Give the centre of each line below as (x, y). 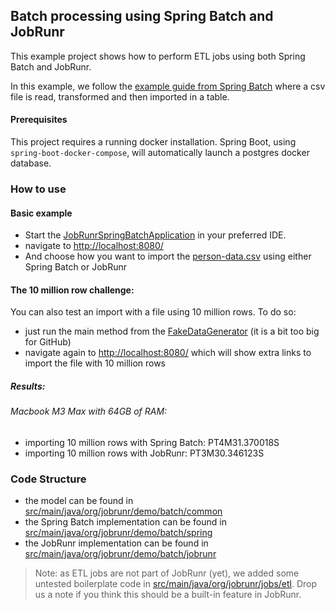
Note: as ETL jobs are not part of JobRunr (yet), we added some (167, 573)
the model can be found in (79, 501)
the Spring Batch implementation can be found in (125, 522)
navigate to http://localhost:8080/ (94, 246)
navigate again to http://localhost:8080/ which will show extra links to (168, 353)
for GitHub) (48, 342)
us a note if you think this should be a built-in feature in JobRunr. (168, 595)
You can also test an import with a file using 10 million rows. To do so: (153, 312)
